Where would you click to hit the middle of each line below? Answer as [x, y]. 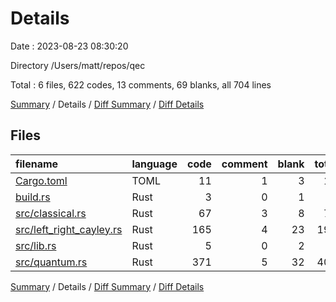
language [154, 164]
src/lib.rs [36, 245]
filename [37, 164]
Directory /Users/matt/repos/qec [78, 65]
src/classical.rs [51, 213]
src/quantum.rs [51, 262]
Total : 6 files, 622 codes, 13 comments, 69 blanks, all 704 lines [141, 84]
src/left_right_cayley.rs [69, 229]
